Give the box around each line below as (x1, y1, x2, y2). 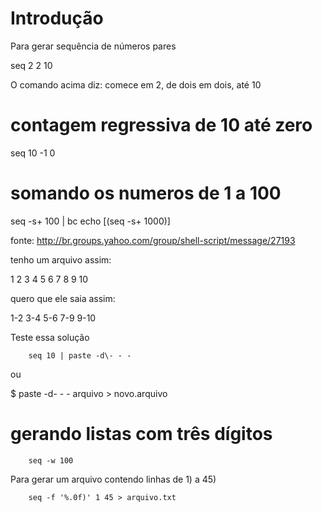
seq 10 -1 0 (10, 147, 56, 159)
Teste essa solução (10, 331, 90, 343)
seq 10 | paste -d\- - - (28, 350, 132, 361)
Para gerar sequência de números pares (10, 40, 177, 52)
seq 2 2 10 (10, 59, 53, 71)
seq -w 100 (28, 455, 74, 466)
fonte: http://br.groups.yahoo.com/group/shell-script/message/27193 (10, 234, 296, 246)
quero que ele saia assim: (10, 292, 116, 304)
